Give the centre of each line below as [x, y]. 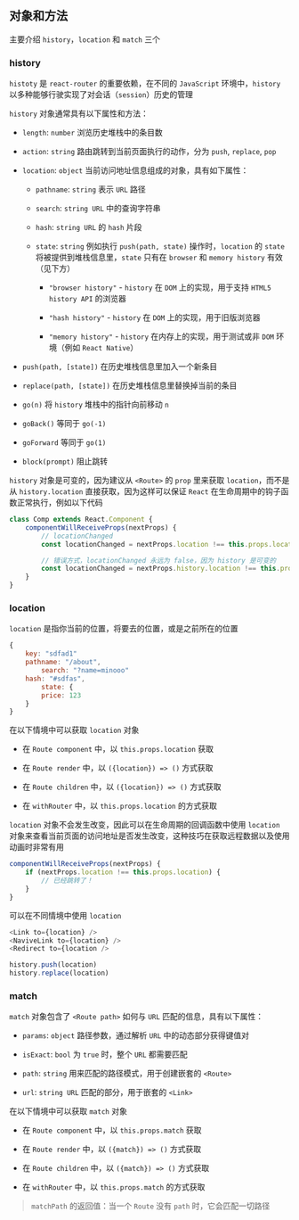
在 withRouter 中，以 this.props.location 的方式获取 [120, 806]
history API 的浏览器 [88, 299]
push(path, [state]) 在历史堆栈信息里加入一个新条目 [120, 367]
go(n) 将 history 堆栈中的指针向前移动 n [95, 405]
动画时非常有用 [36, 847]
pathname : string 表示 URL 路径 [91, 189]
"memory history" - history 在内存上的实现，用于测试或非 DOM [161, 336]
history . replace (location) [59, 973]
